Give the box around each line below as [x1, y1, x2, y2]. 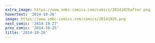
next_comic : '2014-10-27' [5, 21, 59, 26]
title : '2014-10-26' [5, 30, 48, 35]
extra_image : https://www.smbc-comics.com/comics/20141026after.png [5, 7, 151, 12]
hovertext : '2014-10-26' [5, 12, 57, 17]
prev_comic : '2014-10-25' [5, 26, 59, 31]
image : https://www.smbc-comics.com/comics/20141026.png [5, 16, 126, 21]
